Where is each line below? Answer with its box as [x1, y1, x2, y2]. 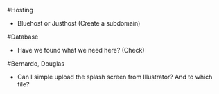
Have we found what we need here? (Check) [17, 46, 145, 54]
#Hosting [7, 6, 33, 14]
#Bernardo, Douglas [7, 59, 64, 68]
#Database [7, 32, 39, 41]
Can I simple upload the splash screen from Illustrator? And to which [17, 73, 213, 81]
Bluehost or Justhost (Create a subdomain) [17, 19, 141, 27]
